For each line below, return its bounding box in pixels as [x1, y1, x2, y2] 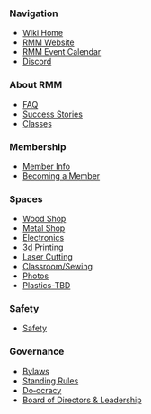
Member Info [22, 161, 71, 172]
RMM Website [22, 37, 75, 48]
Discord [22, 57, 52, 67]
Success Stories [22, 109, 84, 119]
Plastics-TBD [22, 280, 71, 291]
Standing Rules [22, 375, 79, 386]
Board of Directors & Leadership [22, 394, 142, 405]
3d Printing [22, 242, 64, 253]
